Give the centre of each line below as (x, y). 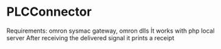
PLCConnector (49, 12)
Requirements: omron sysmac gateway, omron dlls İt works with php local (110, 31)
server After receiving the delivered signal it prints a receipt (90, 37)
